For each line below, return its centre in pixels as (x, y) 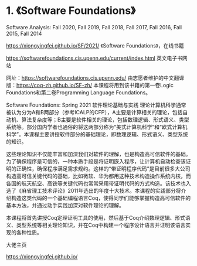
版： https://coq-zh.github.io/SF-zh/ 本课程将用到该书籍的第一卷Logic (90, 85)
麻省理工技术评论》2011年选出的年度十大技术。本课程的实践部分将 (101, 190)
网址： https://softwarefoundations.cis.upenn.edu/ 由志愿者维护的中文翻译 (95, 78)
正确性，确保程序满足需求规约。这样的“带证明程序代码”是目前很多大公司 (103, 168)
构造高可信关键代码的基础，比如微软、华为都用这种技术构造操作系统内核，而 (98, 176)
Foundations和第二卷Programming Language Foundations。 (79, 92)
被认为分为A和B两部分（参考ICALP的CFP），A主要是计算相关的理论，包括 (94, 112)
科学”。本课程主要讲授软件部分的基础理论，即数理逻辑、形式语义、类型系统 (97, 134)
